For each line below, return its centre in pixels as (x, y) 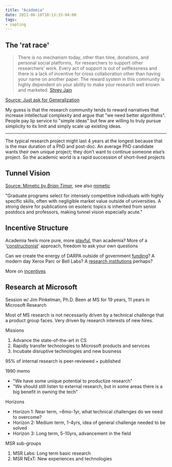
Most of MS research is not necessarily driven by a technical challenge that (85, 315)
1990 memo (18, 371)
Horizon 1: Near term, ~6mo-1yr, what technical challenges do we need (88, 411)
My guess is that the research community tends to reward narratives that (82, 110)
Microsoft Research (26, 305)
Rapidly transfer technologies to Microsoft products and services (81, 346)
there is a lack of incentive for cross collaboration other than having (89, 74)
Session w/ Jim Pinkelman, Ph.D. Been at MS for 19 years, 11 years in (78, 300)
